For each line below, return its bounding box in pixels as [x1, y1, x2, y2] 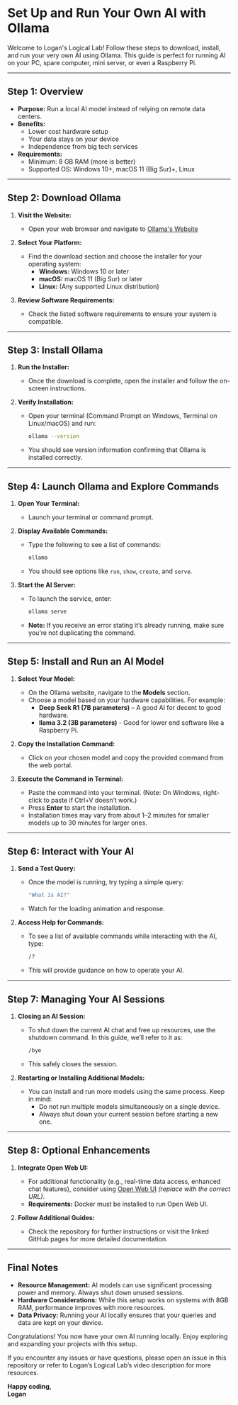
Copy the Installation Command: [17, 739, 115, 748]
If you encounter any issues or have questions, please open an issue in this [7, 1353, 227, 1362]
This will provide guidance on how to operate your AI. [28, 966, 184, 975]
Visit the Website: [17, 210, 72, 219]
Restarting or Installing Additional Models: [17, 1073, 145, 1082]
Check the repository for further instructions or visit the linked [28, 1227, 209, 1236]
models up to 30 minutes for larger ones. [28, 818, 147, 827]
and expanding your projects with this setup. [7, 1339, 137, 1348]
